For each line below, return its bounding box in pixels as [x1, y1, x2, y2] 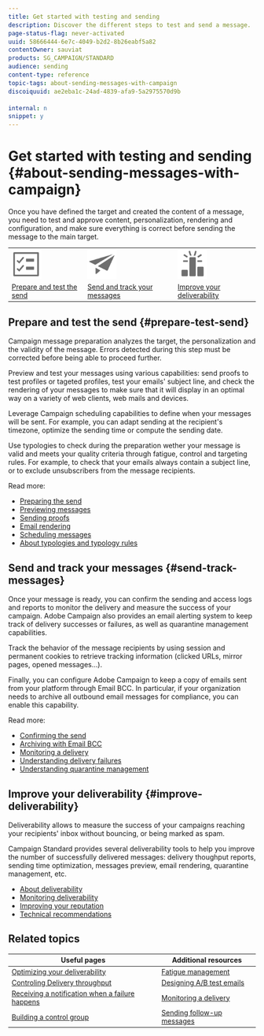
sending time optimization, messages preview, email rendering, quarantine [8, 861, 249, 870]
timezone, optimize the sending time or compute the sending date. [8, 425, 223, 435]
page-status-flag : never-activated [8, 29, 125, 37]
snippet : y [8, 113, 44, 121]
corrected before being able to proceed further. [8, 353, 163, 362]
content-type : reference [8, 71, 90, 79]
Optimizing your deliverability [11, 967, 106, 976]
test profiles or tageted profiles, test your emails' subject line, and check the [8, 377, 255, 386]
